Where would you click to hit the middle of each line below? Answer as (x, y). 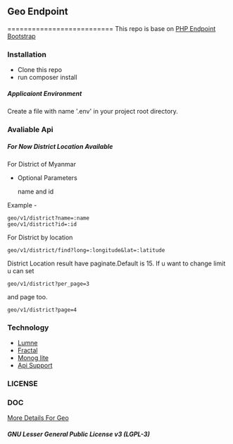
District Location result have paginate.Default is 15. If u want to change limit (116, 263)
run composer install (47, 78)
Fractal (27, 350)
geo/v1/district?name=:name (49, 218)
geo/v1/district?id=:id (42, 224)
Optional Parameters (47, 178)
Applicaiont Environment (45, 93)
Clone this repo (39, 70)
